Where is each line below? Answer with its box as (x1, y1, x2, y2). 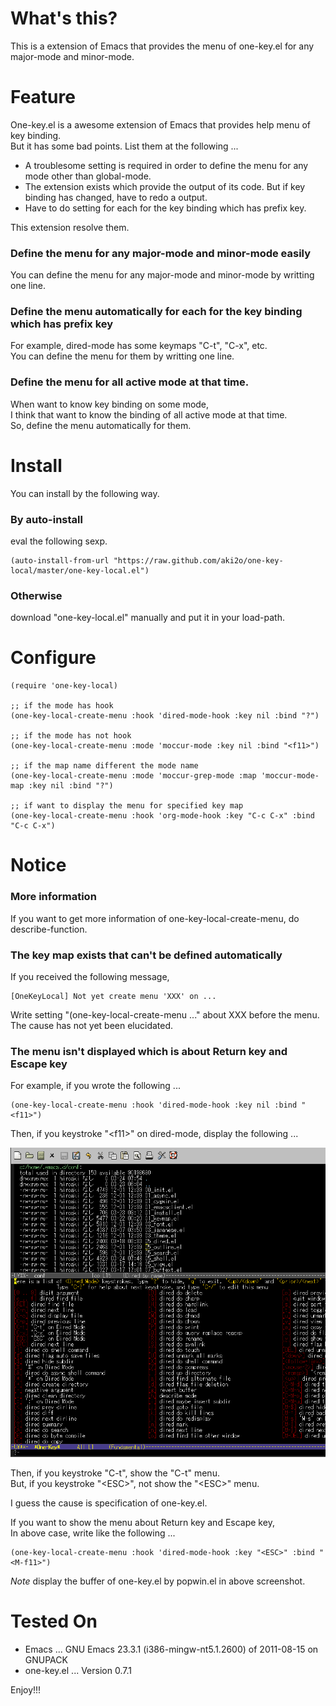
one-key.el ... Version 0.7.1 (24, 1664, 132, 1676)
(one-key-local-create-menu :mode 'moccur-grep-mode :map (10, 771, 257, 781)
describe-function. (10, 923, 88, 935)
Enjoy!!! (10, 1683, 42, 1696)
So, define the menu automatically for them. (10, 419, 192, 431)
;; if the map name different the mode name (10, 761, 199, 771)
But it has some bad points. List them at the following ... (10, 140, 239, 152)
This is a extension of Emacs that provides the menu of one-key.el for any (10, 40, 315, 52)
